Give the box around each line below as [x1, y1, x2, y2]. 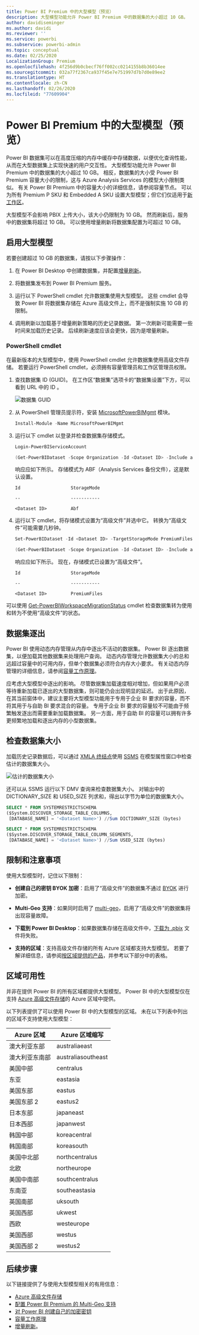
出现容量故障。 [14, 912, 52, 919]
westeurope [56, 1219, 90, 1227]
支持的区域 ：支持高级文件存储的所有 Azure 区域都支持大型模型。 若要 [14, 944, 185, 951]
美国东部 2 [9, 1098, 38, 1106]
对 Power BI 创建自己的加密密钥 [14, 1308, 92, 1315]
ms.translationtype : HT [6, 75, 65, 81]
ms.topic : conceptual [6, 47, 60, 53]
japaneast [56, 1108, 84, 1117]
